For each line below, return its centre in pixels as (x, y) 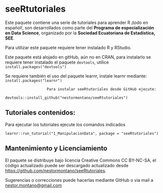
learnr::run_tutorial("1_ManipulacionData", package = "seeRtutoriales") (82, 133)
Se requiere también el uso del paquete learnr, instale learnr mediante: (76, 76)
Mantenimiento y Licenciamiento (56, 148)
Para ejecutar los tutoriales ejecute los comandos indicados (65, 124)
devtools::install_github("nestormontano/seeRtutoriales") (67, 98)
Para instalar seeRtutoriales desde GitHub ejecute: (102, 89)
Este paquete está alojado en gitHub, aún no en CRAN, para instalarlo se (78, 57)
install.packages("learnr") (34, 81)
